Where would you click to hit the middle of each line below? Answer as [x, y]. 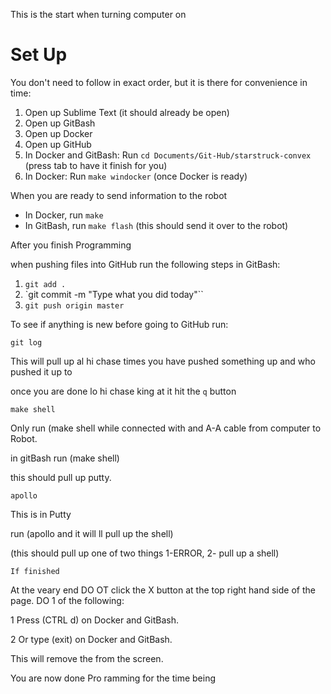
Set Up [39, 55]
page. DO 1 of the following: [67, 600]
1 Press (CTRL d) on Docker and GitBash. [94, 620]
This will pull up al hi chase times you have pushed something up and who [163, 361]
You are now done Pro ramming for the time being [113, 678]
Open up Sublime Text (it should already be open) [127, 112]
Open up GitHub [58, 144]
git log [26, 342]
